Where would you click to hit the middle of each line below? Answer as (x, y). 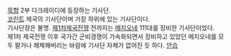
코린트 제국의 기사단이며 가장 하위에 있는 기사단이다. (79, 19)
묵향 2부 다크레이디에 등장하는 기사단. (59, 10)
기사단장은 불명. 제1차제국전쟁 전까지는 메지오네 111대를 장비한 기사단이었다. (111, 28)
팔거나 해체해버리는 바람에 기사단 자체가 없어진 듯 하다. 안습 (96, 45)
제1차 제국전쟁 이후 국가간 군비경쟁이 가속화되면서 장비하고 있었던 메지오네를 (112, 36)
